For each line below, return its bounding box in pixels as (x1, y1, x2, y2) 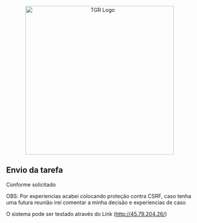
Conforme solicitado (6, 181, 56, 188)
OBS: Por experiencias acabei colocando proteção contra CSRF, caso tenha (6, 192, 192, 199)
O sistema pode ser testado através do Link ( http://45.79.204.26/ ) (6, 210, 167, 217)
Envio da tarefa (6, 165, 63, 175)
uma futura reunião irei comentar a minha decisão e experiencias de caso (6, 199, 186, 206)
